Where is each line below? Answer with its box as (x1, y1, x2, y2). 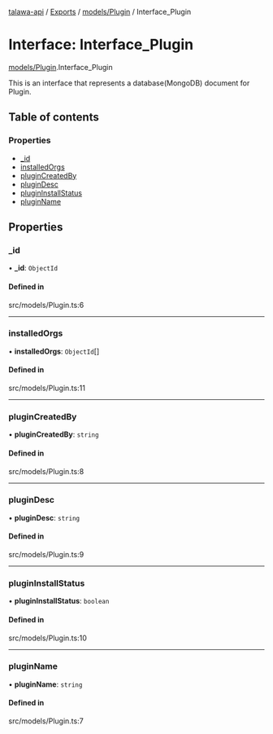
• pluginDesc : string (8, 512, 80, 522)
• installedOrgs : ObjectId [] (8, 346, 100, 356)
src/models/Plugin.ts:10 (8, 633, 87, 643)
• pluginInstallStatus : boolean (8, 596, 110, 606)
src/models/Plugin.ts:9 (8, 550, 84, 560)
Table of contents (8, 110, 99, 125)
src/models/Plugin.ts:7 (8, 716, 84, 726)
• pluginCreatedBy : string (8, 429, 99, 439)
